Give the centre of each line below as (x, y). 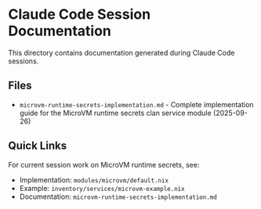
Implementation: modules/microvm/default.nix (94, 180)
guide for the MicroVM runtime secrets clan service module (115, 113)
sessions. (24, 61)
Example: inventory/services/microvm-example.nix (102, 188)
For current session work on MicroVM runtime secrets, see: (104, 164)
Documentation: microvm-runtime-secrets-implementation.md (118, 196)
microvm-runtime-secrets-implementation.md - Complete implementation (136, 104)
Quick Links (38, 146)
